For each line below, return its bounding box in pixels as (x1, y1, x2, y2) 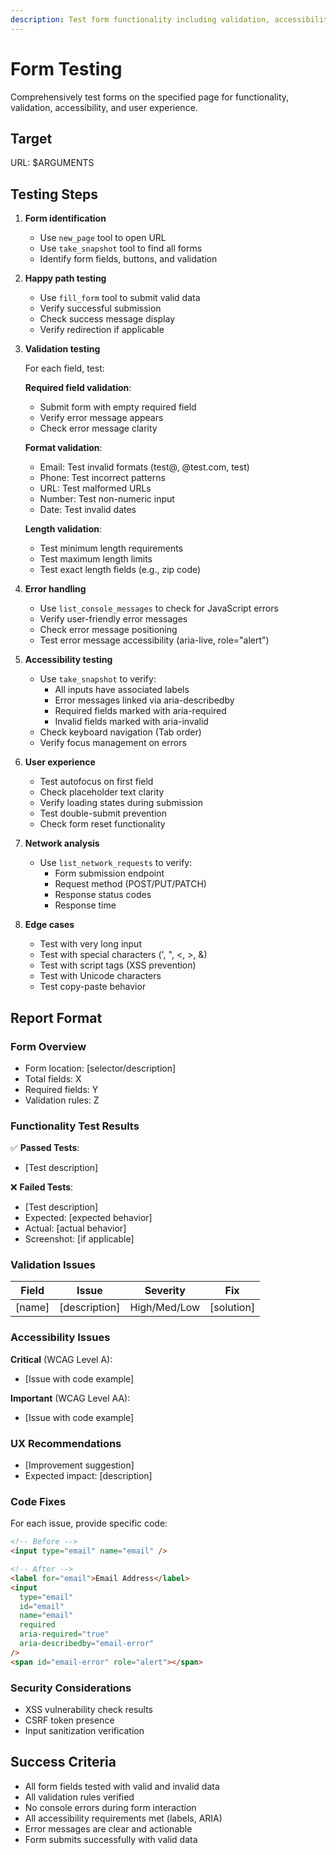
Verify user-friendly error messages (39, 613, 188, 625)
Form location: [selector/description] (24, 1062, 177, 1074)
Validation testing (24, 343, 101, 355)
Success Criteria (10, 1754, 117, 1771)
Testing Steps (10, 186, 99, 203)
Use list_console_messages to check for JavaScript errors (39, 602, 279, 615)
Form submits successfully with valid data (24, 1833, 198, 1845)
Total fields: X (24, 1072, 82, 1085)
